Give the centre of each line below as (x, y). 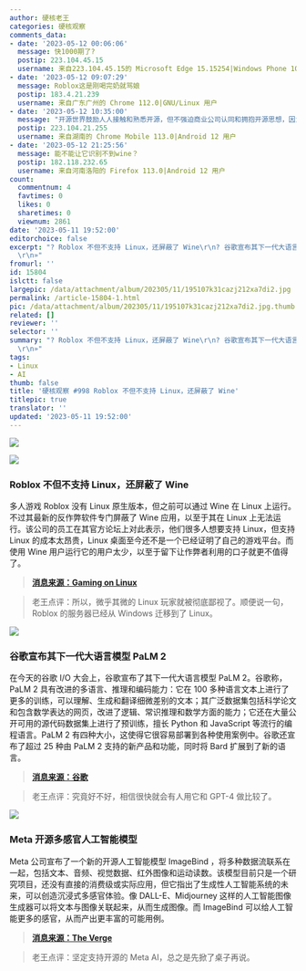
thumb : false (34, 383)
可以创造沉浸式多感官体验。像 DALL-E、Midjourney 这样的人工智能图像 (158, 895)
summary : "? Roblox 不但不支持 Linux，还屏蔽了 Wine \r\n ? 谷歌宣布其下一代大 (147, 340)
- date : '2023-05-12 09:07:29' (69, 78)
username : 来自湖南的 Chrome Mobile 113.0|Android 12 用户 (127, 137)
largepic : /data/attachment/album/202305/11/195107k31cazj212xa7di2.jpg (150, 289)
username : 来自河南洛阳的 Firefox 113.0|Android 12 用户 (122, 171)
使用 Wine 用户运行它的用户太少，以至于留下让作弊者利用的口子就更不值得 (149, 552)
